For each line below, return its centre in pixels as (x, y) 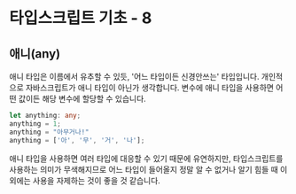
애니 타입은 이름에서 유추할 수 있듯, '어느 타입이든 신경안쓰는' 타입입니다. (134, 77)
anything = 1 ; (35, 124)
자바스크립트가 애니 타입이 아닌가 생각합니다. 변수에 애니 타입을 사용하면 (150, 88)
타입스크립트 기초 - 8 (81, 18)
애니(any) (35, 54)
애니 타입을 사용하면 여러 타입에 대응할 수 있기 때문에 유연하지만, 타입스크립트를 (146, 158)
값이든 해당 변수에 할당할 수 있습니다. (82, 99)
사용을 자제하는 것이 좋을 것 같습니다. (97, 180)
